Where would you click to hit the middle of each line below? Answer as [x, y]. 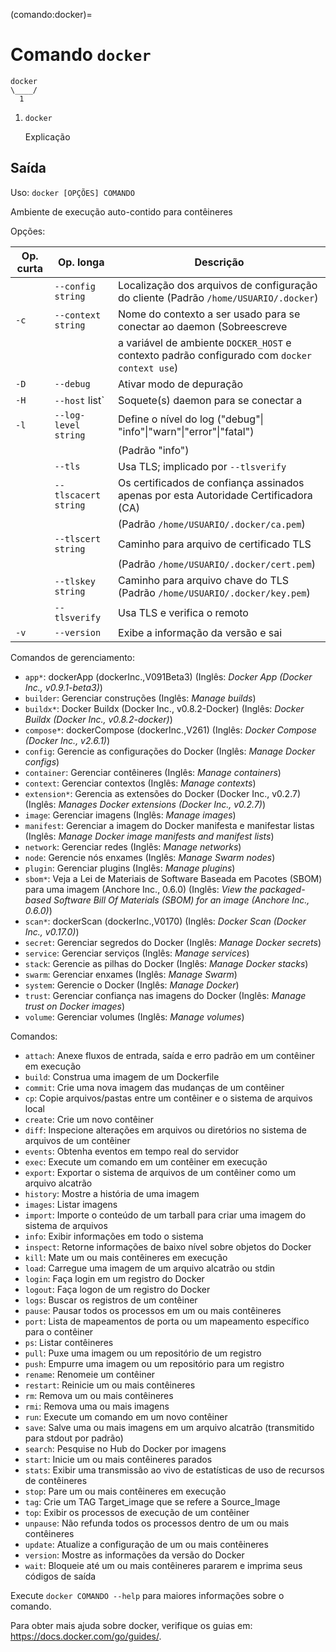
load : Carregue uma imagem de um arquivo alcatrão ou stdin [150, 1268]
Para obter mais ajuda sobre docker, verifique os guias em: [131, 1625]
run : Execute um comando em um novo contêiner [126, 1416]
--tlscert [78, 538]
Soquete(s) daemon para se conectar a [210, 400]
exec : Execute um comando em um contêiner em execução [146, 1161]
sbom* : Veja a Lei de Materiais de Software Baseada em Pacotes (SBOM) [173, 878]
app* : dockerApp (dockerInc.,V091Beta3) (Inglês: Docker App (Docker [168, 676]
